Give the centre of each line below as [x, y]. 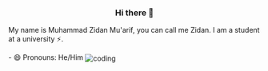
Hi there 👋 [134, 13]
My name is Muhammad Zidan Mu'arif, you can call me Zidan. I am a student [134, 30]
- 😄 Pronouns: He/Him [46, 57]
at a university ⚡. [36, 39]
